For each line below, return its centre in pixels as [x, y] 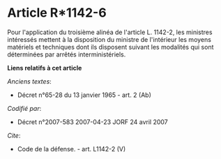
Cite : [14, 135]
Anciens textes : [30, 81]
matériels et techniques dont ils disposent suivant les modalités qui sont [110, 47]
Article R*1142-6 [57, 13]
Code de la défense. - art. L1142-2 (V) [71, 149]
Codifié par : [24, 108]
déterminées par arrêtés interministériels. [67, 54]
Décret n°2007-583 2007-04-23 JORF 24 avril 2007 [93, 122]
